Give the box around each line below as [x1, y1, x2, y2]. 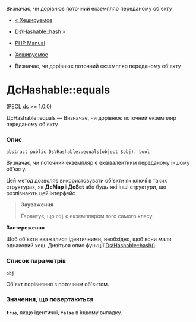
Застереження [6, 224, 45, 231]
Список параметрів [6, 257, 67, 265]
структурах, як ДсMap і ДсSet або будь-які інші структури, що [6, 183, 167, 190]
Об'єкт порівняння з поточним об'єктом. [6, 280, 109, 288]
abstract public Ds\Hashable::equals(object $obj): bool [6, 149, 150, 155]
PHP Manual [14, 40, 46, 46]
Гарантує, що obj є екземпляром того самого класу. [20, 213, 154, 220]
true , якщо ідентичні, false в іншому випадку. [6, 308, 122, 316]
